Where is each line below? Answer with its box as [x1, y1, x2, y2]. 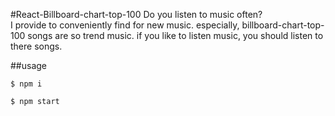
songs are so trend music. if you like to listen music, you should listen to [27, 30, 324, 41]
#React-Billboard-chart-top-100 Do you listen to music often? [10, 9, 263, 20]
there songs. [10, 40, 63, 52]
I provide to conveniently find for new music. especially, [10, 19, 240, 31]
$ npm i [10, 79, 43, 89]
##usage [10, 60, 48, 71]
